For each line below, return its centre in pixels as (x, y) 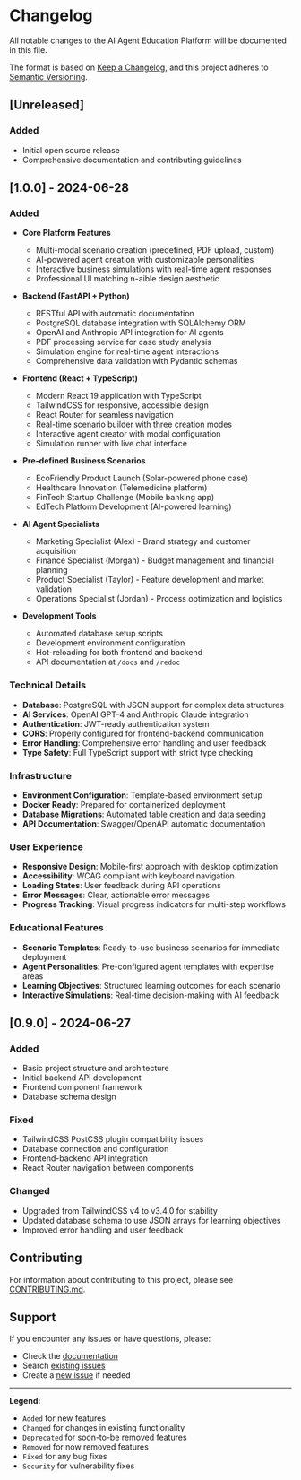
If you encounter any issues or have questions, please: (110, 1339)
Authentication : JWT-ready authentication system (116, 723)
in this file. (28, 49)
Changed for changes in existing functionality (103, 1428)
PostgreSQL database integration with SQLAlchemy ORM (141, 323)
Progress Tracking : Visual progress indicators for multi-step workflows (154, 904)
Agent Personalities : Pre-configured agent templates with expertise (148, 966)
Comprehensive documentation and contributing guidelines (132, 160)
